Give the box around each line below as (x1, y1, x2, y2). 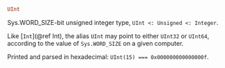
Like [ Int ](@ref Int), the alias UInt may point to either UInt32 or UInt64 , (7, 31, 210, 40)
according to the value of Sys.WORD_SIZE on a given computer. (7, 39, 184, 47)
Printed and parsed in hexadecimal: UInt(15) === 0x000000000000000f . (7, 52, 209, 61)
